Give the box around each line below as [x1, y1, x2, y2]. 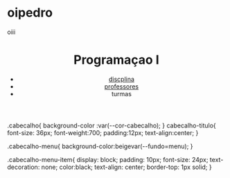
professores [104, 82, 139, 91]
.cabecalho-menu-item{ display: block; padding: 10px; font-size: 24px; [7, 155, 209, 163]
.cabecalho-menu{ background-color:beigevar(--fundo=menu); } [7, 142, 193, 150]
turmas [111, 89, 132, 98]
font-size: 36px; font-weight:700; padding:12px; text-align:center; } [7, 128, 199, 136]
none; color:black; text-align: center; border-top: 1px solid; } [41, 163, 213, 171]
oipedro [7, 5, 53, 21]
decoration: [7, 163, 40, 171]
